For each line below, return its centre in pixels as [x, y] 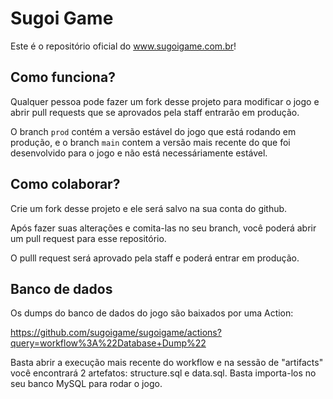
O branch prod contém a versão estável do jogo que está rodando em [153, 131]
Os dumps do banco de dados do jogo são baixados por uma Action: [152, 313]
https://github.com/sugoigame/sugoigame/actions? [116, 333]
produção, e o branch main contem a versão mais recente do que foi [150, 142]
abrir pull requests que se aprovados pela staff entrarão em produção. [155, 112]
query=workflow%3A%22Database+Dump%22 [108, 343]
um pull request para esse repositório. [88, 238]
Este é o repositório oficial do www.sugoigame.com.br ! [123, 46]
